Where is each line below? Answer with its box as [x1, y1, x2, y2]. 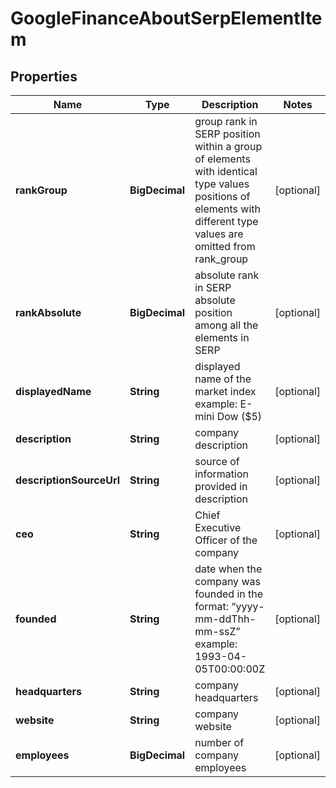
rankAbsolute [15, 306, 82, 319]
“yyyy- [231, 600, 265, 613]
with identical [194, 165, 258, 178]
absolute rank [194, 268, 260, 282]
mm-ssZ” [194, 625, 241, 638]
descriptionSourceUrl [15, 473, 121, 487]
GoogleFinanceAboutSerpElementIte [10, 7, 323, 30]
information [194, 467, 250, 481]
